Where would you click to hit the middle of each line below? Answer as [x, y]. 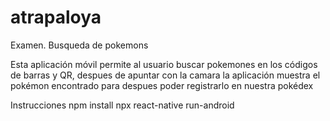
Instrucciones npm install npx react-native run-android [122, 105]
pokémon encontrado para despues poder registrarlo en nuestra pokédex [162, 85]
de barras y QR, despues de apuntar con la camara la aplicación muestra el [165, 75]
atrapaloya [56, 17]
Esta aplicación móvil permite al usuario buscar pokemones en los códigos [164, 64]
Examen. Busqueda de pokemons [79, 45]
